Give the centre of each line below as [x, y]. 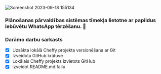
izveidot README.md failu [39, 67]
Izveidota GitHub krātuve [38, 56]
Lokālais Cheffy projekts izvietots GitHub [54, 61]
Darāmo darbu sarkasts [34, 39]
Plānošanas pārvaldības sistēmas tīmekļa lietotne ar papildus [81, 20]
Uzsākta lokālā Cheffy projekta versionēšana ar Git [64, 50]
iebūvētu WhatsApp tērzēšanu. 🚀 [46, 26]
